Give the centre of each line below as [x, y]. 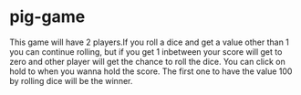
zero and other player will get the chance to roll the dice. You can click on [147, 61]
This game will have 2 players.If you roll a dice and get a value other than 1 [150, 42]
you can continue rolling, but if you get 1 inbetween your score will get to [146, 51]
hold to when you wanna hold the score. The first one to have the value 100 [151, 71]
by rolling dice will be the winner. [71, 80]
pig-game [47, 17]
